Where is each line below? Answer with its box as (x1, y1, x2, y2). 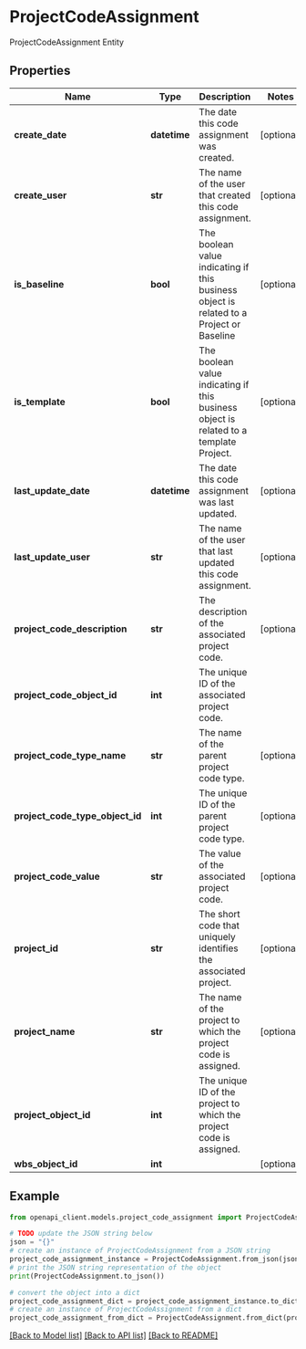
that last (199, 545, 234, 558)
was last (199, 496, 234, 508)
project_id (14, 942, 59, 955)
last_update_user (14, 550, 91, 563)
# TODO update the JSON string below (9, 1229, 153, 1239)
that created (199, 189, 251, 202)
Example (9, 1188, 60, 1204)
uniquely (199, 930, 236, 943)
